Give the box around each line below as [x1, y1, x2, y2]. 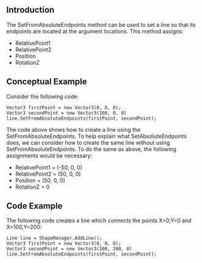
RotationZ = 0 [15, 183, 50, 190]
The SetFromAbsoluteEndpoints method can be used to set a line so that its [6, 21, 197, 28]
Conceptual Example [6, 76, 87, 87]
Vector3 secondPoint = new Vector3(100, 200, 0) [6, 246, 132, 252]
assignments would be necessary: [6, 152, 93, 159]
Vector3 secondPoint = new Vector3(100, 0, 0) [6, 110, 127, 116]
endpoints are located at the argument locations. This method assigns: [6, 27, 184, 35]
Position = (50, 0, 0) [15, 176, 65, 184]
